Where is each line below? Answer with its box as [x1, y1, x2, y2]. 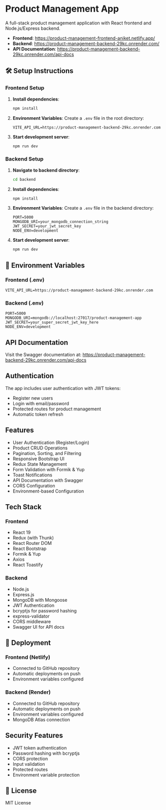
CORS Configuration [12, 482, 55, 489]
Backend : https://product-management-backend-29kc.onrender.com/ [12, 40, 160, 46]
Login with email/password [12, 400, 70, 406]
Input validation [12, 761, 45, 767]
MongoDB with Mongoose [12, 597, 68, 603]
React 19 [12, 529, 31, 536]
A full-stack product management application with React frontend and [5, 20, 151, 26]
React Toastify [12, 562, 43, 568]
